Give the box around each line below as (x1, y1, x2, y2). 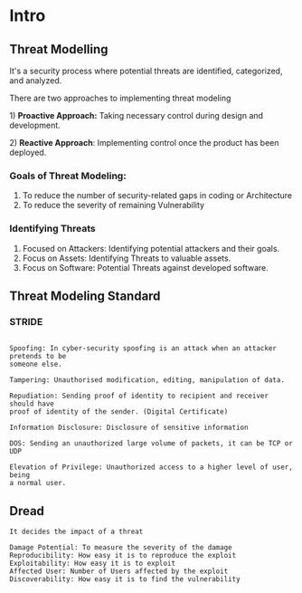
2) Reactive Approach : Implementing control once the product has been (9, 138, 279, 148)
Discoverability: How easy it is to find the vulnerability (9, 575, 241, 584)
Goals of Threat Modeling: (9, 169, 127, 182)
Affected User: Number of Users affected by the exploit (9, 567, 229, 576)
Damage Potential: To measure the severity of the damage (9, 543, 232, 552)
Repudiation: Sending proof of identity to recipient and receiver (9, 391, 269, 401)
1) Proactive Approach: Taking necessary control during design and (9, 110, 264, 120)
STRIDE (9, 315, 43, 328)
